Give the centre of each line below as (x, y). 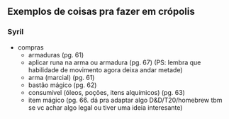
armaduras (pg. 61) (56, 55)
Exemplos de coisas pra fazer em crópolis (101, 12)
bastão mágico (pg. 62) (62, 85)
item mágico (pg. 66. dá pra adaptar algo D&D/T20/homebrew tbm (125, 100)
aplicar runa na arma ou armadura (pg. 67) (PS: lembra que (114, 62)
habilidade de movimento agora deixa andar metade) (105, 69)
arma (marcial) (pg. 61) (61, 77)
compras (30, 47)
